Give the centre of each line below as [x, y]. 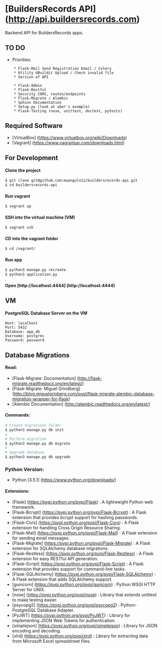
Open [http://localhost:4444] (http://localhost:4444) [60, 285]
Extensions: [17, 491]
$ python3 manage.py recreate [36, 270]
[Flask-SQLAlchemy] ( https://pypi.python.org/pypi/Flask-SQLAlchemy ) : [84, 574]
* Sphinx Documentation [38, 102]
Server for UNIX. [29, 589]
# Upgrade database [25, 453]
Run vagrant [18, 196]
